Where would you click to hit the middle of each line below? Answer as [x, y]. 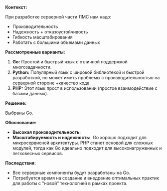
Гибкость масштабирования [42, 37]
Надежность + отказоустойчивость [50, 32]
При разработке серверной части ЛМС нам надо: [58, 17]
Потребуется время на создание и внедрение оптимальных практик [86, 178]
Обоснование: [21, 122]
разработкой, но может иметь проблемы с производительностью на [86, 78]
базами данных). [30, 94]
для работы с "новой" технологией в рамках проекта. [70, 183]
